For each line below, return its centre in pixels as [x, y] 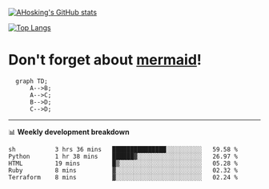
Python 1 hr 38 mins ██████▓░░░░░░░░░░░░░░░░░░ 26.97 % [123, 156]
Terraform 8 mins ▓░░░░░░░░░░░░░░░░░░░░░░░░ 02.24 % [123, 177]
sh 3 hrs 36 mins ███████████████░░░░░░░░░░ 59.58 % [123, 149]
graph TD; [32, 81]
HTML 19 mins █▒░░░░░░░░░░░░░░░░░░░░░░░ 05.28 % [123, 163]
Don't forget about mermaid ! [105, 60]
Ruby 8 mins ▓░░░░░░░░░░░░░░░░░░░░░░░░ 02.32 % [123, 170]
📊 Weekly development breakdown [69, 132]
